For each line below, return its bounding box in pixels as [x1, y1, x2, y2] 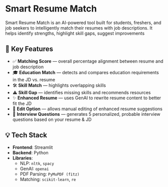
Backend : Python [12, 149, 49, 155]
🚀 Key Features [5, 45, 54, 53]
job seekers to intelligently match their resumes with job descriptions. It [5, 25, 153, 31]
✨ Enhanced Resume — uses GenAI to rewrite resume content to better [12, 95, 161, 101]
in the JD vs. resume [12, 76, 55, 83]
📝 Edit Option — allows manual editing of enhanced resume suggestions [12, 106, 163, 112]
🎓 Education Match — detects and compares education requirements [12, 69, 159, 75]
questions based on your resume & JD [12, 116, 92, 122]
